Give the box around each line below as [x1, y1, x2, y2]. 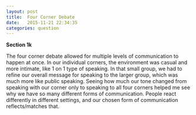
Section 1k [6, 41, 32, 48]
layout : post [6, 8, 38, 15]
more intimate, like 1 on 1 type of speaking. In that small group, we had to [6, 65, 182, 73]
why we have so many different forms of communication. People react [6, 90, 177, 97]
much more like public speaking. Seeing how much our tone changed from [6, 78, 187, 85]
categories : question [6, 25, 59, 31]
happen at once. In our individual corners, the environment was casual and [6, 59, 188, 66]
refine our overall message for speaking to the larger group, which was [6, 71, 178, 78]
